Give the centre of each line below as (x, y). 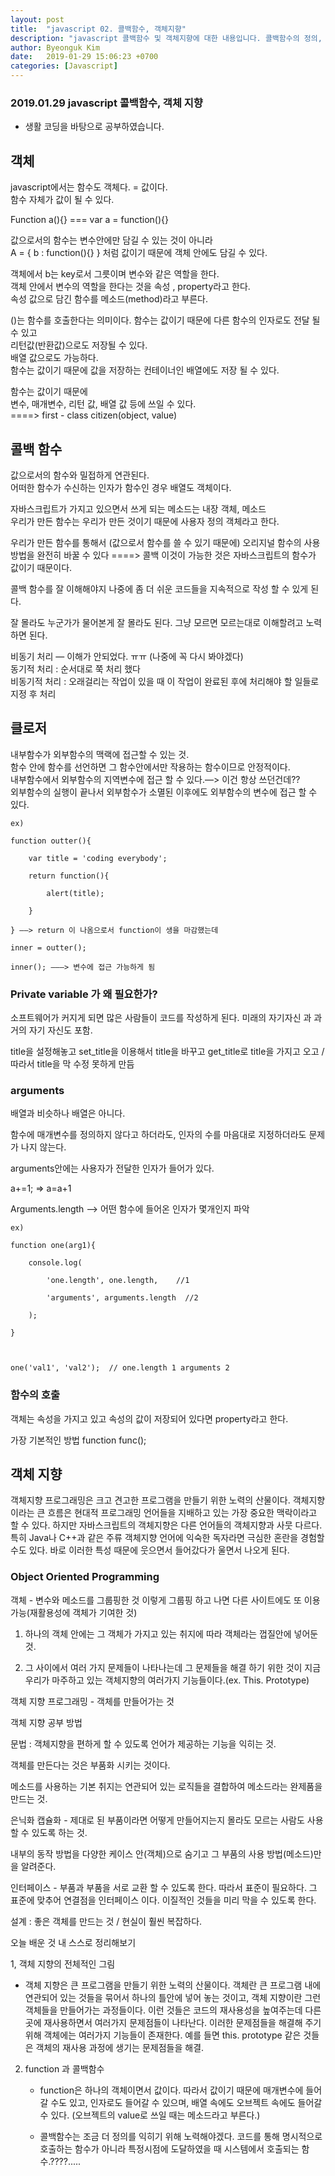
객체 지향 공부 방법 (46, 1722)
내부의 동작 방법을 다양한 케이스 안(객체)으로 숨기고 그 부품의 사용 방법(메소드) (162, 1853)
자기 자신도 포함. (60, 1030)
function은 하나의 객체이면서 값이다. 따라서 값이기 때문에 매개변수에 (171, 2090)
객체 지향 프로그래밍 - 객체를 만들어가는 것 (92, 1701)
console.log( (55, 1263)
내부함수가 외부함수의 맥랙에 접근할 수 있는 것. (100, 754)
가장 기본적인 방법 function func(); (78, 1440)
